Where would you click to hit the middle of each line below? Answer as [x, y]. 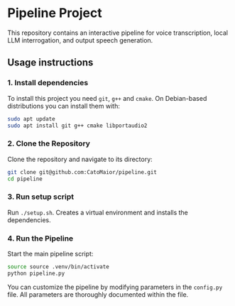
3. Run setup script [41, 197]
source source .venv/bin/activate [59, 267]
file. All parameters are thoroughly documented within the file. [98, 294]
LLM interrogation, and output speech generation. [80, 40]
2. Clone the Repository [49, 143]
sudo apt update [31, 119]
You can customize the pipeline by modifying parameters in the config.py [115, 287]
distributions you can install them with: [64, 106]
